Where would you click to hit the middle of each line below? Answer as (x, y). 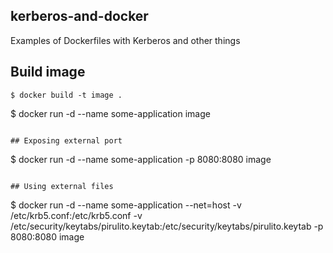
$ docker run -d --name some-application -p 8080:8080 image (141, 159)
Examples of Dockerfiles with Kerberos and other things (125, 40)
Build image (48, 72)
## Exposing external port (66, 140)
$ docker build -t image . (66, 95)
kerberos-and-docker (79, 16)
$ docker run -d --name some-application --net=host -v (126, 205)
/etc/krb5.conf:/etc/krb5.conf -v (76, 215)
